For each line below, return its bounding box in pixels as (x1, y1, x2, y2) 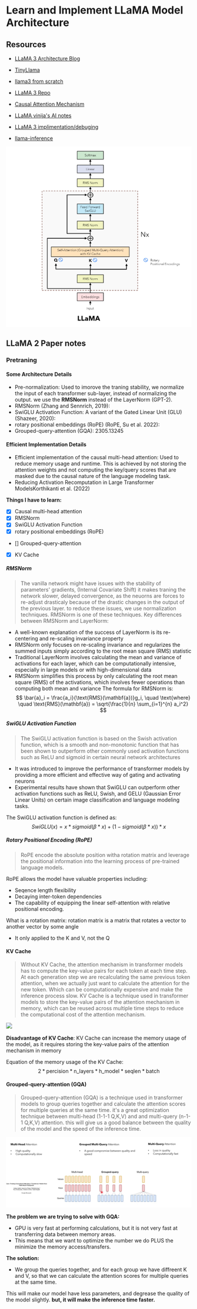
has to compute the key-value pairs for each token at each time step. (20, 967, 188, 974)
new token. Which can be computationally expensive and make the (20, 986, 183, 993)
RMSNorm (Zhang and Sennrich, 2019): (14, 402, 111, 409)
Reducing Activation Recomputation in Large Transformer (14, 479, 154, 486)
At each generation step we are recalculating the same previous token (20, 973, 191, 980)
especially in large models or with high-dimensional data (14, 666, 152, 673)
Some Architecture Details (6, 370, 72, 378)
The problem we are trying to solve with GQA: (6, 1213, 120, 1220)
